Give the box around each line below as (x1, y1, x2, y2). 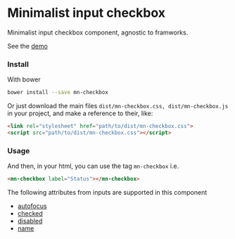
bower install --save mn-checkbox (7, 89, 109, 96)
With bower (7, 75, 41, 84)
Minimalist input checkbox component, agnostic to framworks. (7, 28, 189, 37)
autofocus (17, 202, 47, 210)
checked (17, 209, 44, 218)
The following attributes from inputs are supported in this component (7, 188, 208, 197)
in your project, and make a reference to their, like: (7, 109, 153, 117)
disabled (17, 217, 43, 226)
